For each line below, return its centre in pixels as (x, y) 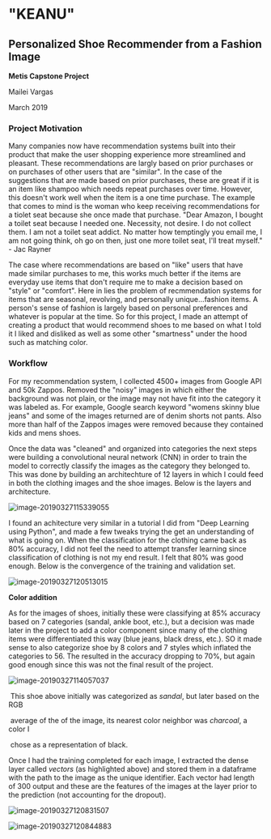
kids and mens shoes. (45, 432)
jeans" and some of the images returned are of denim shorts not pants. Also (135, 415)
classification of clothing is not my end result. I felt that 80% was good (126, 557)
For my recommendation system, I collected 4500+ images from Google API (135, 381)
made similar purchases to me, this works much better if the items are (125, 274)
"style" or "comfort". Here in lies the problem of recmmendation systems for (135, 291)
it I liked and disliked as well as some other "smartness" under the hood (128, 334)
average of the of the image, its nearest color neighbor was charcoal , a (129, 720)
